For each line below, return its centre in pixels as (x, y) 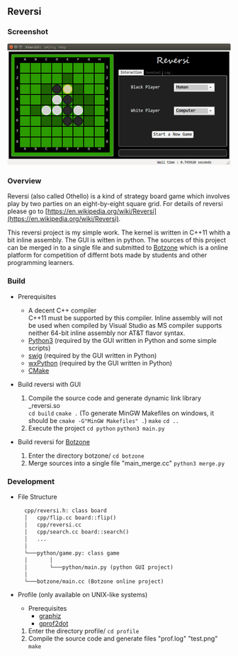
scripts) (39, 348)
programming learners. (41, 263)
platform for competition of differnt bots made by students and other (107, 255)
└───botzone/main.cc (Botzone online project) (94, 581)
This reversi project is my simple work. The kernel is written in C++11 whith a (119, 232)
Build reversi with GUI (49, 384)
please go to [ (28, 211)
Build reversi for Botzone (54, 441)
